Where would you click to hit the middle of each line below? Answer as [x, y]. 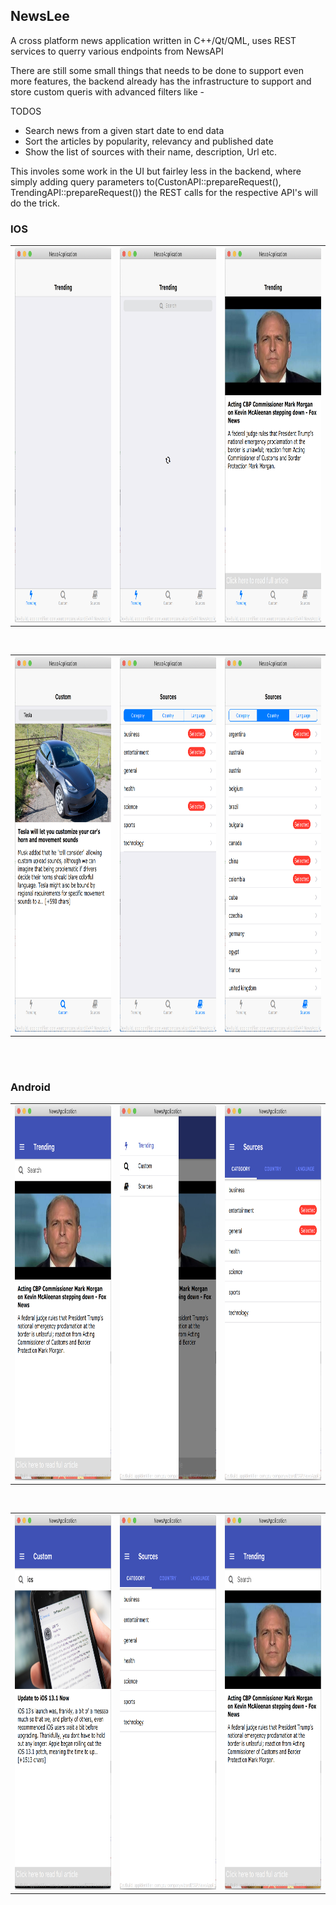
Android [30, 1087]
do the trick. [35, 203]
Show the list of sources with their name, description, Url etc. [151, 151]
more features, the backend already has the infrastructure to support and [161, 81]
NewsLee [40, 16]
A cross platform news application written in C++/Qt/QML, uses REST [153, 40]
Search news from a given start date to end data [124, 130]
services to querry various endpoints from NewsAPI [117, 51]
